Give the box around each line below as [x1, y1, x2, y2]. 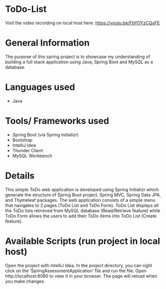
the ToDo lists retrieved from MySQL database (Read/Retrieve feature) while [5, 207, 161, 214]
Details [5, 170, 35, 181]
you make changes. [5, 278, 46, 284]
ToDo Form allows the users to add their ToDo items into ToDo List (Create [5, 213, 157, 219]
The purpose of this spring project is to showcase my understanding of [5, 54, 150, 59]
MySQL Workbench [12, 153, 53, 159]
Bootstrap [12, 137, 33, 143]
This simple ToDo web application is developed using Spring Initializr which [5, 186, 159, 192]
